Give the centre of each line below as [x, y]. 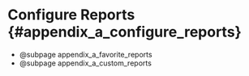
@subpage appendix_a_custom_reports [85, 63]
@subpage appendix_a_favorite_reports [86, 54]
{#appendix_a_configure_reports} [125, 32]
